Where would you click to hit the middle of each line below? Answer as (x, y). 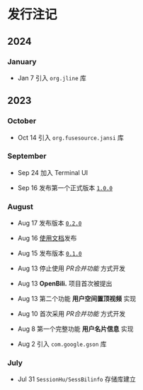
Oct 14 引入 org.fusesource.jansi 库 (70, 137)
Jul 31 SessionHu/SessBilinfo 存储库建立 (76, 379)
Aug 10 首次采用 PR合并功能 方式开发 (71, 314)
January (22, 61)
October (22, 121)
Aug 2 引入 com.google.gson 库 (62, 344)
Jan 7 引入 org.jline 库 (52, 78)
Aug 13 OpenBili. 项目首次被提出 (65, 284)
